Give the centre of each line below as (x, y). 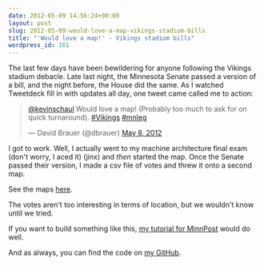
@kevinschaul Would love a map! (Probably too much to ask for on (138, 109)
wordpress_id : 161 (39, 45)
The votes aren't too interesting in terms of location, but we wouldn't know (131, 205)
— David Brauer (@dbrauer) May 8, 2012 (95, 133)
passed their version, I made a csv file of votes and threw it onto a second (130, 165)
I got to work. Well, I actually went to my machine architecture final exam (128, 148)
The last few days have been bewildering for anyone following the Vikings (130, 68)
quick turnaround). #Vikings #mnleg (87, 117)
